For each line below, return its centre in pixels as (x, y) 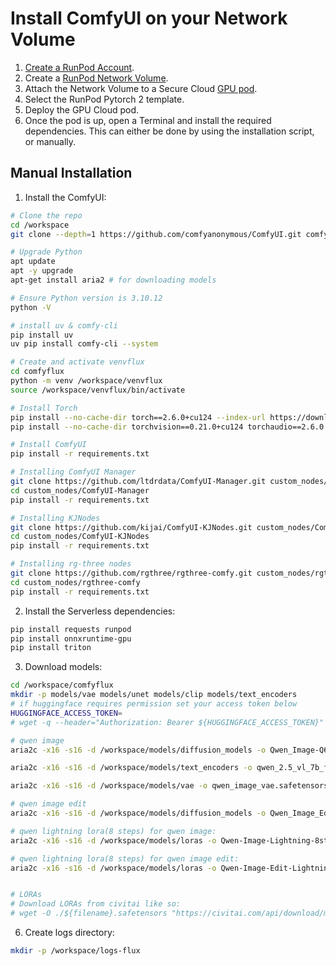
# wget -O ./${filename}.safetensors (89, 913)
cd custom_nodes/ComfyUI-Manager (80, 490)
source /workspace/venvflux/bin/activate (98, 390)
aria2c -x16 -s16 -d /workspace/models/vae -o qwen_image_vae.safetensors (169, 786)
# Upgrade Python (46, 252)
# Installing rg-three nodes (71, 564)
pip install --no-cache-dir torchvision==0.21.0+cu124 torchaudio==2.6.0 (167, 427)
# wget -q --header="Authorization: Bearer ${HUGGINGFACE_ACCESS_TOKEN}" (167, 722)
